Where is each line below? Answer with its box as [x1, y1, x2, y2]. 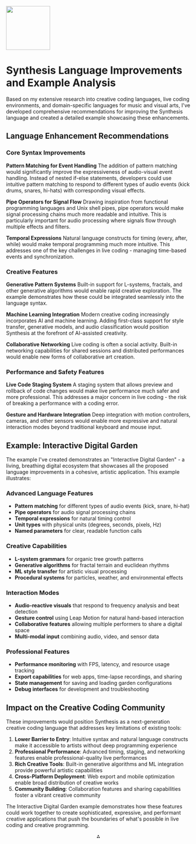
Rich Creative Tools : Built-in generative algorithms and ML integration [14, 760, 184, 768]
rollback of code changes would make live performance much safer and [6, 387, 180, 394]
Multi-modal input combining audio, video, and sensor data [14, 633, 159, 640]
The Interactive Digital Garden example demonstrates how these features [6, 803, 183, 810]
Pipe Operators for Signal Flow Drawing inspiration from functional [6, 198, 169, 205]
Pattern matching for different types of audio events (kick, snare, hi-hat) [14, 502, 190, 509]
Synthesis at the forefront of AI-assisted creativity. [6, 329, 128, 336]
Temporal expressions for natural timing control [14, 515, 131, 522]
